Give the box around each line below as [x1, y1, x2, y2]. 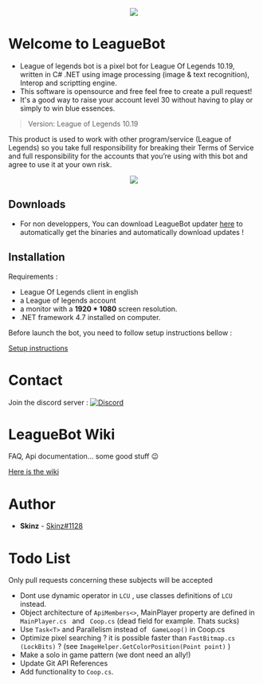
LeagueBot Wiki [8, 425, 116, 444]
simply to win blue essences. [19, 104, 116, 113]
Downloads [8, 197, 66, 211]
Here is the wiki [8, 467, 60, 477]
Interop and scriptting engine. [19, 78, 117, 88]
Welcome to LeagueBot [8, 35, 166, 53]
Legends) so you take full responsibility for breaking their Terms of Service [8, 143, 254, 152]
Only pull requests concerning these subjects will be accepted [8, 576, 214, 585]
